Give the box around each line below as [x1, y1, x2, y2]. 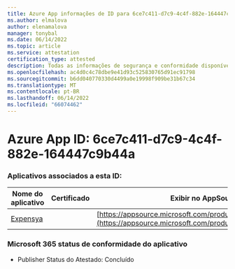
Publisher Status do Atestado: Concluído [17, 255, 134, 263]
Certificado [51, 194, 90, 203]
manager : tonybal [7, 29, 58, 37]
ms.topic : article [7, 43, 61, 50]
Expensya [10, 214, 43, 224]
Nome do [11, 189, 43, 199]
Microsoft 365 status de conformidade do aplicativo [7, 239, 187, 249]
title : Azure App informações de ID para [7, 10, 130, 17]
